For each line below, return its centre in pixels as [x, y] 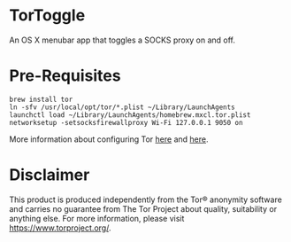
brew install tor [41, 99]
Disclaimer [50, 175]
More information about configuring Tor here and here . [109, 139]
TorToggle [47, 16]
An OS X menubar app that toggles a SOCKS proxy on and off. [123, 40]
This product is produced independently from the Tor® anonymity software [146, 199]
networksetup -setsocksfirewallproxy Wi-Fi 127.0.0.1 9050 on [126, 122]
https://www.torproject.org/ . [60, 228]
